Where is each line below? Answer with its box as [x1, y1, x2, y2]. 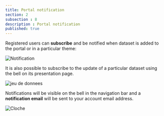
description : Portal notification [5, 21, 80, 27]
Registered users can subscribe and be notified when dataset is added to [5, 40, 159, 46]
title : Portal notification [5, 7, 65, 13]
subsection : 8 [5, 17, 37, 22]
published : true [5, 26, 39, 31]
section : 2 [5, 12, 28, 17]
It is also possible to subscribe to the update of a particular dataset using [5, 65, 157, 71]
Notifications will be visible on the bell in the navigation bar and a [5, 90, 141, 96]
